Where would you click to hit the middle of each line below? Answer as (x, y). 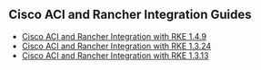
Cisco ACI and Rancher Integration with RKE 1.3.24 (116, 46)
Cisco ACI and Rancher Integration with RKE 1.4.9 (114, 36)
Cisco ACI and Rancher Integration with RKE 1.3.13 (115, 55)
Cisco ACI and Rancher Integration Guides (130, 15)
